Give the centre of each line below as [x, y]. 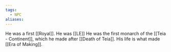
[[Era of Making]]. [24, 44]
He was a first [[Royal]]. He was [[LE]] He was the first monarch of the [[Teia [86, 34]
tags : [11, 10]
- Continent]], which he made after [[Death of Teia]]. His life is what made [83, 39]
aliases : [15, 19]
